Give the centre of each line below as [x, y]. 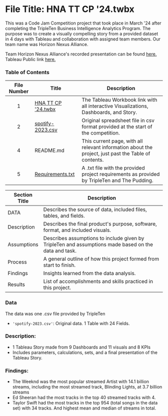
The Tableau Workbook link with [119, 100]
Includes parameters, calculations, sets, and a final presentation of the [85, 352]
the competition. [101, 133]
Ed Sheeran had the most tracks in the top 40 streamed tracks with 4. [84, 397]
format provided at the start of [117, 127]
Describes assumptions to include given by [94, 238]
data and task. [60, 251]
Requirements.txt [55, 174]
